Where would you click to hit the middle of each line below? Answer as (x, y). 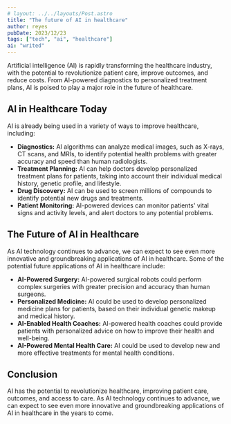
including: (21, 133)
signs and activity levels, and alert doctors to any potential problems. (115, 212)
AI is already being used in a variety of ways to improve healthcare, (103, 126)
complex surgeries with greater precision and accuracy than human (113, 286)
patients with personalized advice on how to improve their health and (115, 331)
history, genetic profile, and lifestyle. (69, 183)
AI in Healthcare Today (57, 109)
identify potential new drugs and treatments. (80, 198)
